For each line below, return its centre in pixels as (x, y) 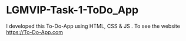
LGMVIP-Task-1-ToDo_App (72, 10)
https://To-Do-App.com (35, 32)
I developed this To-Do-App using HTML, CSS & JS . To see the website (93, 26)
